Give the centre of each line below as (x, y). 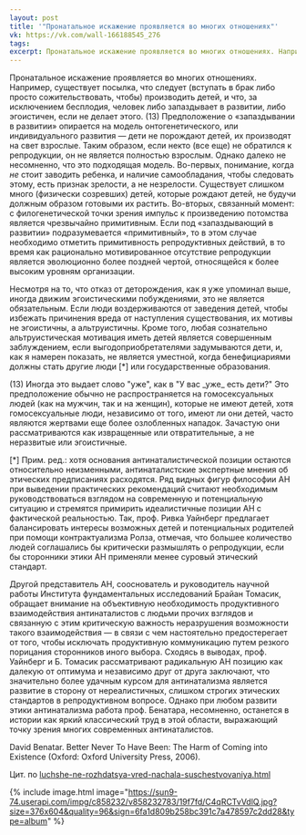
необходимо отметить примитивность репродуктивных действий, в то (147, 242)
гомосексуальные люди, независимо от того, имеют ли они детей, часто (152, 413)
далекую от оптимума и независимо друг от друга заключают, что (140, 672)
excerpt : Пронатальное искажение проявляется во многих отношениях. (142, 52)
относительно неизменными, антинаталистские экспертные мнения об (149, 469)
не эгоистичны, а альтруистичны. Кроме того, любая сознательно (138, 328)
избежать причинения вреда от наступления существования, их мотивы (151, 318)
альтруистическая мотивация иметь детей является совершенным (141, 337)
